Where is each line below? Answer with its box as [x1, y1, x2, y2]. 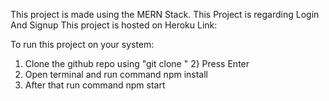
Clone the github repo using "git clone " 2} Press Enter [24, 58, 250, 69]
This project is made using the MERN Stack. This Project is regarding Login [10, 9, 320, 20]
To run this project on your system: [10, 39, 155, 50]
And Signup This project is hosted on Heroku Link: [10, 19, 218, 31]
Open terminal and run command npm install [24, 69, 209, 80]
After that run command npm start [24, 79, 166, 91]
